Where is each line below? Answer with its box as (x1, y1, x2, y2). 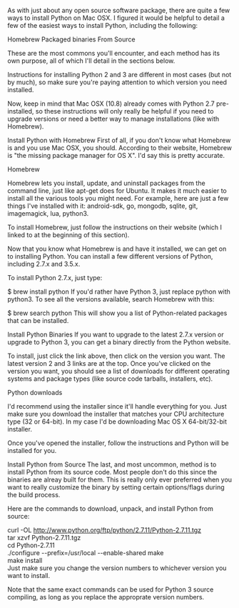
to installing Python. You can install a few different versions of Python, (7, 252, 213, 260)
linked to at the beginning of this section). (7, 231, 130, 239)
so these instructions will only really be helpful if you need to (35, 107, 214, 115)
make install (7, 557, 43, 564)
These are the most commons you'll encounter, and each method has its (7, 49, 220, 57)
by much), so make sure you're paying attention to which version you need (7, 78, 227, 86)
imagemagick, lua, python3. (7, 209, 89, 217)
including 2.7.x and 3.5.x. (7, 260, 81, 268)
